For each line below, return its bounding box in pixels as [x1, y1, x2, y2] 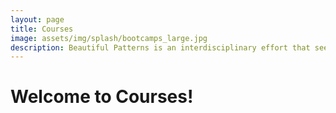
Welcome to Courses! [10, 86, 194, 108]
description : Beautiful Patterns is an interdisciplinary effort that [10, 42, 311, 53]
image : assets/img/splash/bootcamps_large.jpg [10, 33, 208, 43]
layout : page [10, 14, 65, 25]
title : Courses [10, 24, 74, 34]
